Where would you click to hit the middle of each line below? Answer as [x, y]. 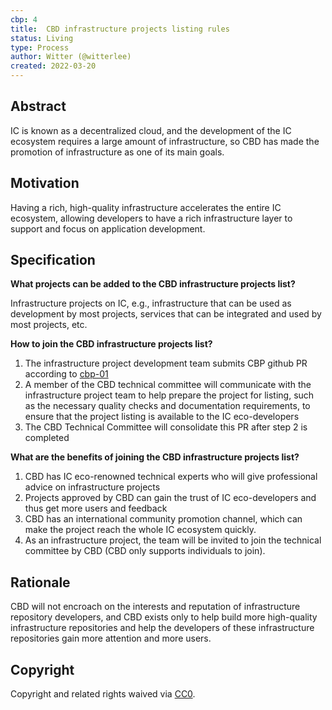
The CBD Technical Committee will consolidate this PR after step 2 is [166, 427]
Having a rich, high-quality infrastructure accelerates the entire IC [146, 207]
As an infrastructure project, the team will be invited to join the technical [173, 540]
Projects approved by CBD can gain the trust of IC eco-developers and [170, 498]
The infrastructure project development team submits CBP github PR [166, 363]
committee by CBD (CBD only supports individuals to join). [145, 551]
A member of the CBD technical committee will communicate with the [168, 385]
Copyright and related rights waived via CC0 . [103, 694]
